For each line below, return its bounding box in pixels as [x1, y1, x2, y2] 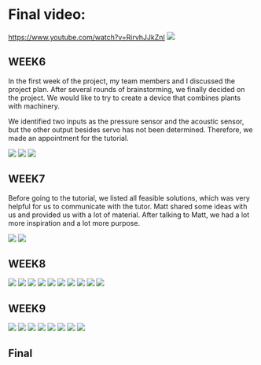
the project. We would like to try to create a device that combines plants [8, 93, 241, 102]
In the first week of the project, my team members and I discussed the [8, 76, 236, 86]
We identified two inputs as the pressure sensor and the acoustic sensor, [8, 116, 244, 126]
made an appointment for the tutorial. [8, 133, 129, 142]
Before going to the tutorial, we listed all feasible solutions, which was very [8, 193, 250, 202]
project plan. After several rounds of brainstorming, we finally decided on [8, 84, 245, 94]
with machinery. [8, 101, 61, 111]
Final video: [8, 6, 86, 24]
